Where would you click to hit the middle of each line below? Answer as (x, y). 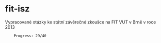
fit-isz (17, 9)
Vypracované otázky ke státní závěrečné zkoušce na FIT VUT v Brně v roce (80, 22)
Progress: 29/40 (30, 36)
